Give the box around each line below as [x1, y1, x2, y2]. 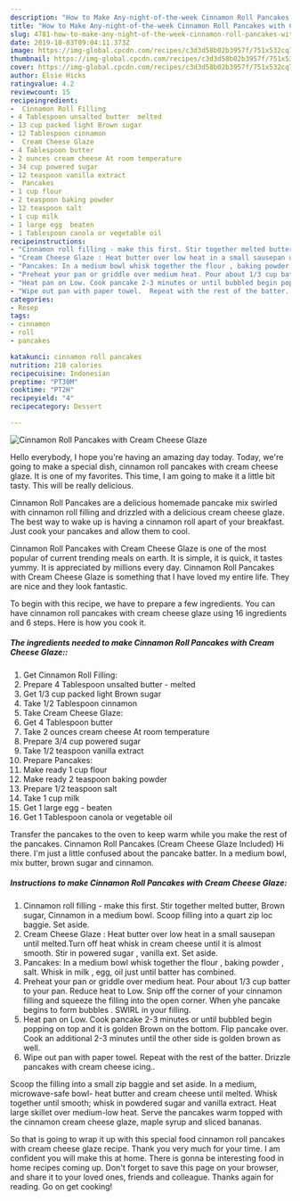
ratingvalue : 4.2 [10, 79, 75, 88]
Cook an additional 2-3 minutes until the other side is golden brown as [22, 1032, 281, 1043]
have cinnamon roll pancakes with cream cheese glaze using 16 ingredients [10, 607, 288, 618]
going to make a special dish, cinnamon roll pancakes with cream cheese [10, 461, 279, 472]
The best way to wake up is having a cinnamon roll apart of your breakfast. [10, 516, 285, 527]
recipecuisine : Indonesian [10, 369, 110, 378]
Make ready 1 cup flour [22, 764, 108, 775]
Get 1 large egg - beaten [22, 802, 112, 812]
